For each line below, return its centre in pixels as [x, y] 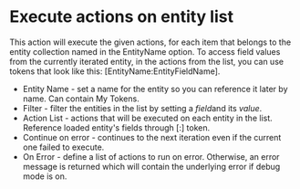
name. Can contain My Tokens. [81, 99]
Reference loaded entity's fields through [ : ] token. [116, 127]
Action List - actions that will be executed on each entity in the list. [148, 118]
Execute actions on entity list [122, 17]
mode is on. [45, 176]
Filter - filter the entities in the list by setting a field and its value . [142, 108]
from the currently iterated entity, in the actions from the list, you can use [147, 61]
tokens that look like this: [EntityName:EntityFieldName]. [115, 71]
